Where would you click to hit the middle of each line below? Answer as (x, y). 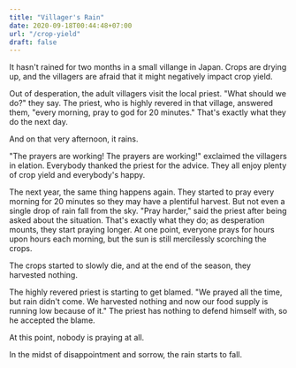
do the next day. (38, 122)
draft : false (33, 42)
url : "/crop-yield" (45, 34)
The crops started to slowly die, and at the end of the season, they (130, 265)
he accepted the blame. (52, 320)
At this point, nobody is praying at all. (77, 338)
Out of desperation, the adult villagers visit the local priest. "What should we (148, 94)
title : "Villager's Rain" (57, 17)
